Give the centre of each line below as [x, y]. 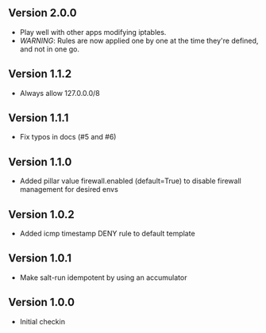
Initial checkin [42, 321]
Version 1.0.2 [42, 214]
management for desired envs [69, 189]
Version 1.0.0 [42, 302]
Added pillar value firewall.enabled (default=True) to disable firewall [131, 181]
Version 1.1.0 [40, 162]
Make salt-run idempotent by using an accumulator [103, 277]
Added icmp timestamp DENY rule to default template [108, 234]
